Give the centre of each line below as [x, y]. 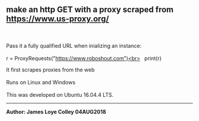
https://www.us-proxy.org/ [58, 19]
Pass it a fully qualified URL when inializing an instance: [74, 45]
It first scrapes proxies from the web [50, 70]
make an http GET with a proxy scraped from [90, 10]
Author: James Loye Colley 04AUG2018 [56, 112]
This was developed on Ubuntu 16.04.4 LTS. [60, 94]
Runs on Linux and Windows [41, 82]
